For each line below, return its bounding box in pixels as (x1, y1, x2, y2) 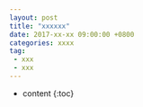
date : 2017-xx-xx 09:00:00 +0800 (9, 30, 135, 39)
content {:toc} (22, 87, 75, 99)
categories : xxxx (9, 38, 75, 48)
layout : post (9, 13, 58, 22)
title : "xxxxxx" (9, 22, 70, 31)
